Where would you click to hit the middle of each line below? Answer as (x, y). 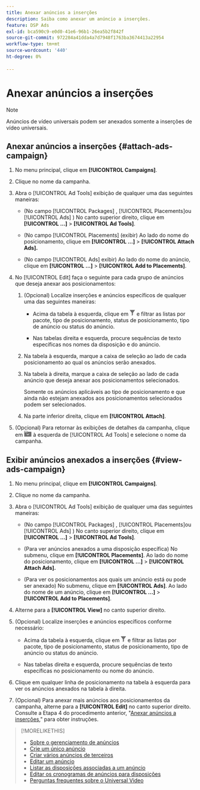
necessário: (29, 628)
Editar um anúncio (52, 761)
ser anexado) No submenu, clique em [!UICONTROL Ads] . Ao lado (105, 586)
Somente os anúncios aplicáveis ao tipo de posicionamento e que (104, 392)
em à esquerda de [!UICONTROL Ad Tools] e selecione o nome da (100, 435)
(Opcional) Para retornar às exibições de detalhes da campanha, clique (102, 428)
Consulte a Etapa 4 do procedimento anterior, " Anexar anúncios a (96, 713)
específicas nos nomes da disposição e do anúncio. (96, 345)
